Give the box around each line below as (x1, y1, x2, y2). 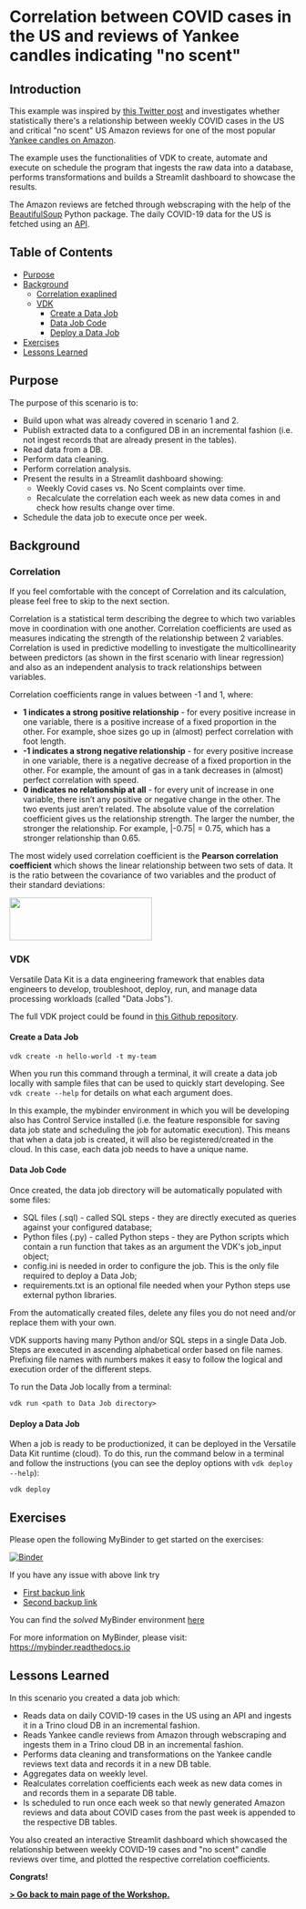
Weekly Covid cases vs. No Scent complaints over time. (36, 482, 246, 493)
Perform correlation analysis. (22, 463, 132, 474)
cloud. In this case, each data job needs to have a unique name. (9, 1143, 249, 1154)
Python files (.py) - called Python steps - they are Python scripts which (22, 1232, 290, 1243)
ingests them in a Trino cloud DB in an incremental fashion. (22, 1739, 244, 1749)
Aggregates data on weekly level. (22, 1768, 148, 1779)
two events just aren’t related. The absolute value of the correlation (22, 804, 275, 815)
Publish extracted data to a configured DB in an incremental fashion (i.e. (22, 424, 293, 435)
